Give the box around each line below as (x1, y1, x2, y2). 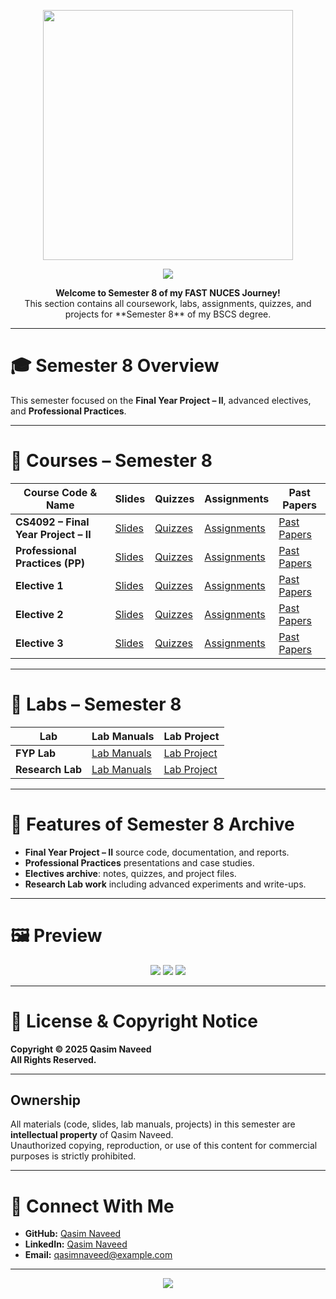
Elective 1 (15, 578, 64, 592)
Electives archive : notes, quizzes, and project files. (24, 867, 237, 879)
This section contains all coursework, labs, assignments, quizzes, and (24, 298, 312, 309)
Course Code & (23, 485, 98, 499)
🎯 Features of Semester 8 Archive (10, 813, 295, 835)
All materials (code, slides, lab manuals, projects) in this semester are (10, 1118, 296, 1130)
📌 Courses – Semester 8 (10, 450, 213, 472)
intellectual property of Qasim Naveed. (10, 1129, 174, 1141)
